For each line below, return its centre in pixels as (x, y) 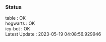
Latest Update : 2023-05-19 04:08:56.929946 (53, 34)
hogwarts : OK (20, 23)
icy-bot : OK (18, 29)
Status (13, 7)
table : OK (16, 18)
